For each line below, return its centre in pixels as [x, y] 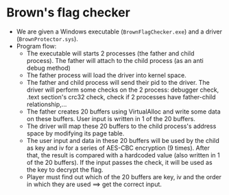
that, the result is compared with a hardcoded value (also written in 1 [123, 155]
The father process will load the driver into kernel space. [106, 75]
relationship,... [47, 104]
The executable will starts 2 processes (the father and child [110, 53]
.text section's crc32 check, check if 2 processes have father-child [121, 96]
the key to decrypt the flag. [65, 170]
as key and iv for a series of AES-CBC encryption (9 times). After [118, 148]
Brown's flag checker [69, 13]
